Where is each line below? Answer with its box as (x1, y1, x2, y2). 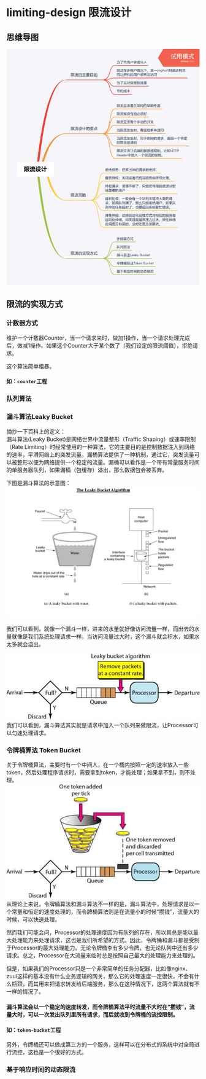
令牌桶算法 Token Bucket (6, 746, 81, 755)
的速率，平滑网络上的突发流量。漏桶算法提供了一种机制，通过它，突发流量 (6, 451, 194, 458)
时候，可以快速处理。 (6, 916, 60, 923)
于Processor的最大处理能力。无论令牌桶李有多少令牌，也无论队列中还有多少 (6, 944, 199, 952)
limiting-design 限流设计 (6, 6, 132, 20)
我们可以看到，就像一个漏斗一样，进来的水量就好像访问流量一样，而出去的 (6, 625, 194, 633)
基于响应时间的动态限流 (6, 1065, 75, 1074)
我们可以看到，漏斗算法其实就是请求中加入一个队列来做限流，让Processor (6, 722, 193, 729)
